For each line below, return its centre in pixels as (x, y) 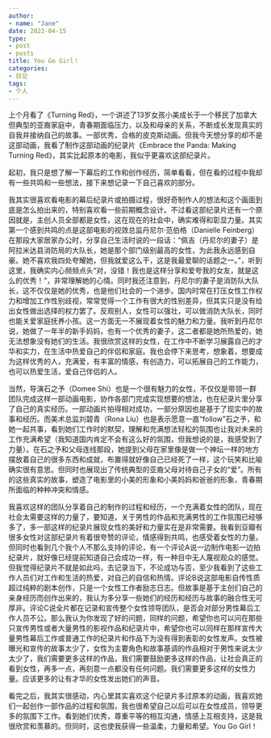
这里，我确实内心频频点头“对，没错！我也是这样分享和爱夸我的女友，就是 (130, 271)
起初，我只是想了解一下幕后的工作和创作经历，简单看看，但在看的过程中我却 (135, 173)
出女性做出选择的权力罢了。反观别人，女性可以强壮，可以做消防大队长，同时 (135, 311)
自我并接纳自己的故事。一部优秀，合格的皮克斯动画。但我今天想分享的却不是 (135, 135)
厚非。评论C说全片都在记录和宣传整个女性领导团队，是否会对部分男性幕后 (131, 608)
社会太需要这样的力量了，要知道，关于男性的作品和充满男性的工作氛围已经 (132, 517)
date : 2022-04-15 (38, 31)
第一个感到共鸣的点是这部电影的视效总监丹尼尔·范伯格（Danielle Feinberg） (134, 230)
